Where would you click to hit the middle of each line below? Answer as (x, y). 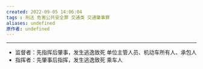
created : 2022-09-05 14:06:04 (44, 12)
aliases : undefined (31, 23)
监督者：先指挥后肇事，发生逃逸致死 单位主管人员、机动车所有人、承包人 (106, 53)
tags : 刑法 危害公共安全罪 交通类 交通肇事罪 (58, 18)
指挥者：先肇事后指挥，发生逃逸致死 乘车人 (69, 60)
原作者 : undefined (28, 29)
